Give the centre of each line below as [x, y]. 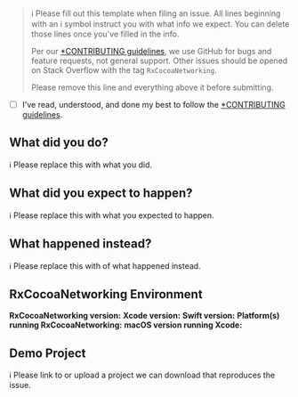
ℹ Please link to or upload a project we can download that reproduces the [142, 375]
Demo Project [48, 353]
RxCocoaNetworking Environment [106, 294]
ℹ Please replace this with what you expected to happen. [112, 215]
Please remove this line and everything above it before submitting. [152, 87]
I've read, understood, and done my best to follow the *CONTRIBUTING [154, 105]
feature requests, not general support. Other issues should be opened [159, 61]
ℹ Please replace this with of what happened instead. [105, 265]
